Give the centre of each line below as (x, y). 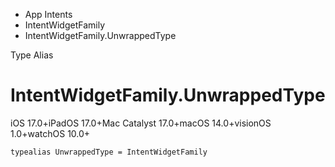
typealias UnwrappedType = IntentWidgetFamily (109, 152)
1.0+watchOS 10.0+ (50, 133)
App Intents (48, 14)
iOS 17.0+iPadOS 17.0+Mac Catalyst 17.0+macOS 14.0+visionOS (141, 123)
